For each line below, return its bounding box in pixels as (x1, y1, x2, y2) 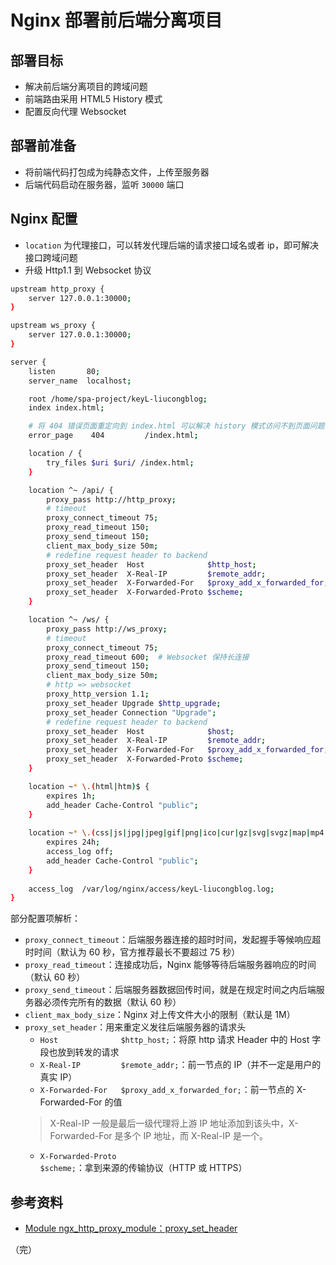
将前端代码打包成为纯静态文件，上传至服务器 (24, 166, 210, 178)
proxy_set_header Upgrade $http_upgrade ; (46, 698, 222, 708)
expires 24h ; (46, 837, 101, 848)
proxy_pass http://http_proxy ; (46, 494, 177, 505)
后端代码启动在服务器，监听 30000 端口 (24, 178, 185, 190)
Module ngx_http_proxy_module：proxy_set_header (24, 1222, 238, 1235)
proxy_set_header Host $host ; (46, 726, 235, 736)
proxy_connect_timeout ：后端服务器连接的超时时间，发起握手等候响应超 (24, 934, 322, 946)
